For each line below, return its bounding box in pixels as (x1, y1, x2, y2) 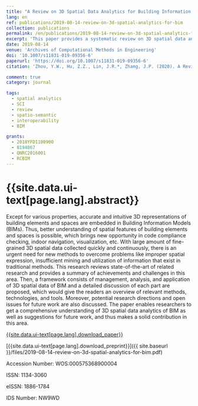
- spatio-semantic (11, 112, 57, 118)
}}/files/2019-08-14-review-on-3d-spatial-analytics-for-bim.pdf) (6, 348, 163, 355)
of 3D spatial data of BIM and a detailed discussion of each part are (6, 282, 170, 289)
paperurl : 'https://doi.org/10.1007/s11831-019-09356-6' (6, 58, 149, 64)
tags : (6, 90, 19, 96)
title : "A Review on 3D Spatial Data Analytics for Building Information (6, 8, 192, 15)
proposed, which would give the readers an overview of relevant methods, (6, 288, 187, 295)
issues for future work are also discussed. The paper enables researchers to (6, 301, 192, 308)
